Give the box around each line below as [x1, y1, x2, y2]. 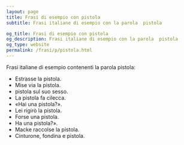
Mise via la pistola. [14, 81, 61, 88]
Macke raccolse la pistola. [14, 126, 80, 133]
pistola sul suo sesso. [14, 88, 68, 95]
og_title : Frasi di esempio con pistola [6, 30, 109, 36]
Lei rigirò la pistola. [14, 107, 62, 114]
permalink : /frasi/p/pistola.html [6, 47, 93, 54]
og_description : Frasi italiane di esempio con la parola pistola [6, 36, 179, 42]
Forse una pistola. [14, 113, 59, 120]
